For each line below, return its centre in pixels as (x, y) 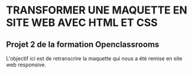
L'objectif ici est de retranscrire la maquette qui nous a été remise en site (94, 58)
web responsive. (26, 65)
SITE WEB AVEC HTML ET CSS (82, 23)
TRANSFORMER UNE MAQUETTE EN (97, 10)
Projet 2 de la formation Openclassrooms (83, 44)
